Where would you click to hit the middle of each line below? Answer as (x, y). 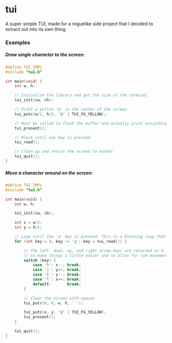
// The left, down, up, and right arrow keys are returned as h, (95, 250)
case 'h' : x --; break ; (57, 265)
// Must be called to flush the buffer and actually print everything (91, 123)
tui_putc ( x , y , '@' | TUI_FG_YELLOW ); (65, 312)
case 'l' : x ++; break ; (57, 279)
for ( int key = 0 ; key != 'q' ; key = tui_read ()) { (71, 241)
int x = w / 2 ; (28, 223)
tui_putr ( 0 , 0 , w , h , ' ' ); (53, 303)
